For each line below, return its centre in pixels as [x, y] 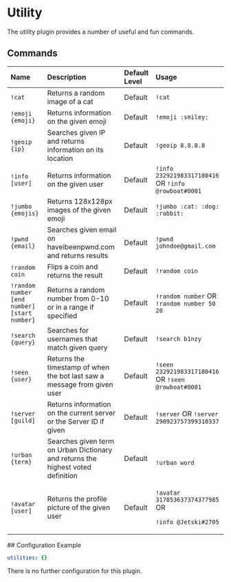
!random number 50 [186, 303]
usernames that [73, 338]
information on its [75, 149]
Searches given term [81, 441]
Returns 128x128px [80, 201]
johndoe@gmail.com [186, 246]
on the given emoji [77, 121]
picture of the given [79, 507]
